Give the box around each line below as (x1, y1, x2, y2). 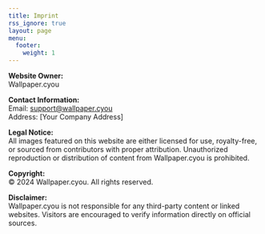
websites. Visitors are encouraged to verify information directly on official (8, 210, 251, 219)
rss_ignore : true (8, 19, 66, 27)
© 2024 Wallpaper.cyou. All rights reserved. (8, 177, 154, 187)
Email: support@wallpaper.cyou (8, 103, 113, 113)
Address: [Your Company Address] (8, 112, 124, 121)
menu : (8, 34, 26, 42)
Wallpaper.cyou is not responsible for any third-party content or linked (8, 201, 240, 211)
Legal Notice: (8, 127, 54, 137)
